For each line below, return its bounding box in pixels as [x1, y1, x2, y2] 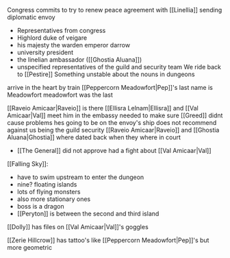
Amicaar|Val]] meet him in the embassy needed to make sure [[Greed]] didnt [7, 111, 223, 119]
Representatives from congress [16, 27, 106, 34]
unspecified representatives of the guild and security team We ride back [16, 63, 221, 71]
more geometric [7, 244, 53, 251]
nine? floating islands [16, 180, 77, 188]
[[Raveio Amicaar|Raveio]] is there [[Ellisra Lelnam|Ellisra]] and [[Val [7, 104, 199, 112]
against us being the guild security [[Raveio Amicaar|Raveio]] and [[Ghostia [7, 126, 220, 134]
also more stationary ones [16, 195, 91, 203]
